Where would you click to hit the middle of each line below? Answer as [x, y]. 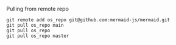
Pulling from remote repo [37, 9]
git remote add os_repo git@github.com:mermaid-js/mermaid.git [88, 20]
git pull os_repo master [38, 36]
